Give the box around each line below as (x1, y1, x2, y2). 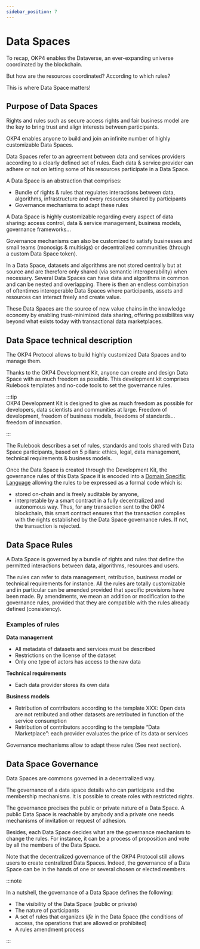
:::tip (6, 393, 17, 401)
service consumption (14, 717, 67, 725)
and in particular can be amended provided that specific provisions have (6, 586, 184, 593)
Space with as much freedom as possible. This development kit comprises (6, 375, 189, 383)
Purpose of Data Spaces (6, 101, 99, 111)
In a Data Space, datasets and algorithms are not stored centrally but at (6, 261, 181, 269)
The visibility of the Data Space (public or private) (14, 901, 137, 908)
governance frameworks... (6, 226, 72, 233)
